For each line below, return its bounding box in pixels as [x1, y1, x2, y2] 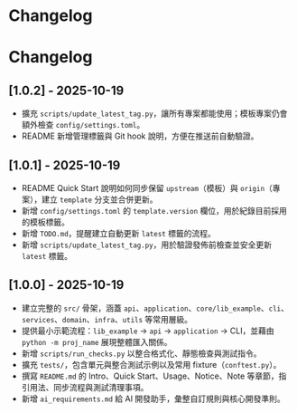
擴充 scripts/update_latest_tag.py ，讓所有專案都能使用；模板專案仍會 [21, 108, 288, 119]
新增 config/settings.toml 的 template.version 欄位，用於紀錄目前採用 [21, 206, 288, 216]
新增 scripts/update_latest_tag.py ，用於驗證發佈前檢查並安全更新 [21, 239, 273, 250]
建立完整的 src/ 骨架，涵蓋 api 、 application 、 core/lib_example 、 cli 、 [21, 303, 290, 313]
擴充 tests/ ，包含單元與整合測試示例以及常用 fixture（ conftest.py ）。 [21, 359, 282, 370]
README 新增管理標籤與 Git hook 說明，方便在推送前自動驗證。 [21, 130, 259, 141]
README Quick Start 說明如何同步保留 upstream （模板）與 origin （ [21, 183, 273, 193]
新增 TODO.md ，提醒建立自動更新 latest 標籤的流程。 [21, 228, 216, 238]
